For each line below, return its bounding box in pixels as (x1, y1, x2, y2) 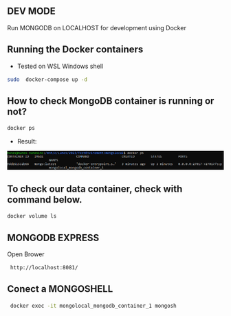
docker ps (7, 125, 36, 132)
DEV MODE (7, 5, 56, 17)
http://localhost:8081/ (10, 264, 78, 271)
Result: (16, 137, 37, 146)
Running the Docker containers (7, 44, 144, 56)
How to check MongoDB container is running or (7, 95, 214, 106)
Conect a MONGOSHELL (7, 283, 113, 295)
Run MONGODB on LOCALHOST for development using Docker (7, 23, 187, 32)
